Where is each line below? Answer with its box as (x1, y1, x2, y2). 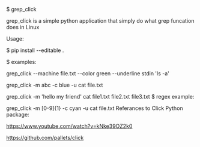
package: (6, 111, 29, 118)
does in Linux (6, 24, 40, 30)
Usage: (6, 35, 24, 42)
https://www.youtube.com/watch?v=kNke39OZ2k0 (6, 122, 133, 130)
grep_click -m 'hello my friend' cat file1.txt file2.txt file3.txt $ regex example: (6, 93, 195, 100)
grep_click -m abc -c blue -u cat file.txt (6, 81, 103, 88)
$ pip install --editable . (6, 47, 64, 54)
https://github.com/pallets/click (6, 134, 84, 141)
